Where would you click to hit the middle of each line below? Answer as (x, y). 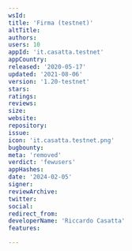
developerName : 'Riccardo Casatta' (67, 221)
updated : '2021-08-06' (45, 74)
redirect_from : (33, 214)
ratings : (23, 96)
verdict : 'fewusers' (42, 163)
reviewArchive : (33, 191)
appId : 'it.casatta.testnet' (56, 52)
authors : (23, 37)
